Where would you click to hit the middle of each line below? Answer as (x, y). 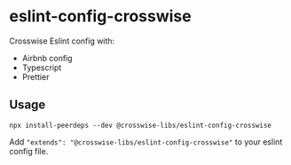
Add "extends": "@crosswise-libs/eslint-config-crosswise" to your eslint (146, 141)
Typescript (42, 67)
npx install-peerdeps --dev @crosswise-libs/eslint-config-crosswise (141, 125)
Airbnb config (47, 58)
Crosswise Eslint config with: (62, 41)
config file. (29, 151)
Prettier (35, 76)
